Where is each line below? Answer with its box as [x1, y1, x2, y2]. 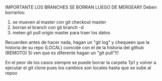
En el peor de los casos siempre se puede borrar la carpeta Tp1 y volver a [5, 60, 157, 65]
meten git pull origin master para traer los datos [12, 30, 111, 35]
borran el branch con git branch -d [12, 24, 84, 30]
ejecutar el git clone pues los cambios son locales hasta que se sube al [5, 65, 151, 71]
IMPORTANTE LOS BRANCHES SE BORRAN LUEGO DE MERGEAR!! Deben [5, 4, 157, 10]
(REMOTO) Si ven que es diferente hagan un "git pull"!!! [5, 50, 119, 56]
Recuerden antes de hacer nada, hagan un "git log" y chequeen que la [5, 39, 150, 45]
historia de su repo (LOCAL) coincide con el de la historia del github [5, 45, 145, 50]
